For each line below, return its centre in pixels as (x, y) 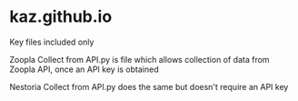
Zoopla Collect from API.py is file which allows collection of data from (139, 59)
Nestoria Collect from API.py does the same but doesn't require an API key (149, 86)
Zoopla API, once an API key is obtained (84, 69)
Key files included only (52, 42)
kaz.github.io (61, 17)
